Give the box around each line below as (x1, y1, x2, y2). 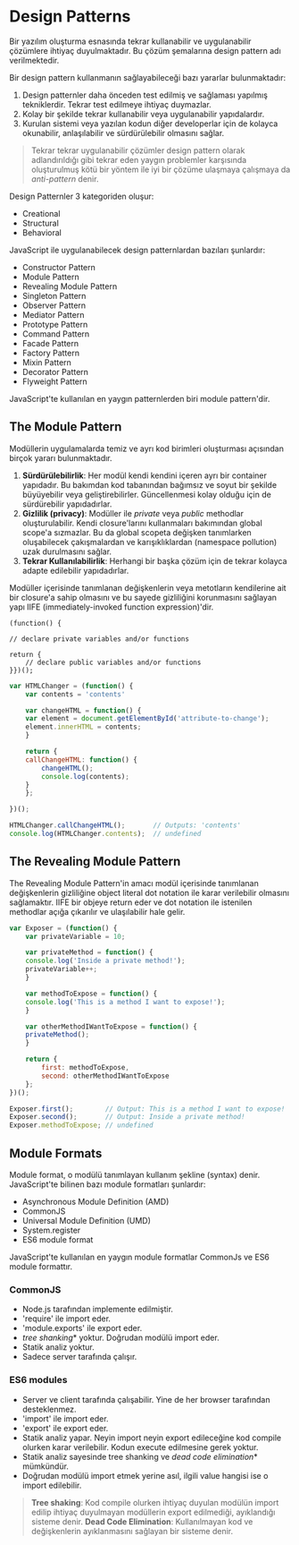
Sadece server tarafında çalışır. (21, 1352, 137, 1362)
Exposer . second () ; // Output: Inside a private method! (9, 1113, 245, 1122)
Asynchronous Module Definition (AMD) (21, 1197, 170, 1207)
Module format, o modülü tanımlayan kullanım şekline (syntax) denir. (9, 1170, 261, 1180)
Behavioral (21, 226, 62, 238)
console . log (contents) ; (41, 772, 129, 781)
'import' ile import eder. (21, 1413, 109, 1424)
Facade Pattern (21, 337, 79, 348)
